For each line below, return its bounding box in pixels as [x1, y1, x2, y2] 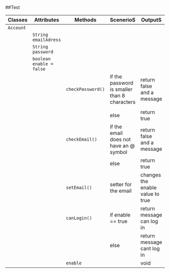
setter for [109, 181, 132, 188]
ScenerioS [110, 16, 136, 23]
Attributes [34, 16, 60, 23]
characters [109, 98, 136, 106]
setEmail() [65, 185, 92, 190]
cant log [140, 245, 160, 252]
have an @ [109, 142, 135, 149]
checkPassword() [65, 86, 105, 92]
